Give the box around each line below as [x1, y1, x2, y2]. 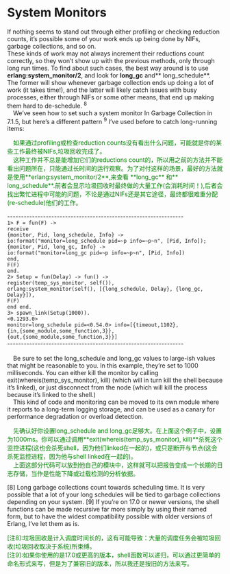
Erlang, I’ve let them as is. [7, 520, 80, 528]
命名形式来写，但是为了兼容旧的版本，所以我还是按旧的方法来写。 [7, 560, 193, 568]
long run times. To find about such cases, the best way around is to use [7, 64, 209, 72]
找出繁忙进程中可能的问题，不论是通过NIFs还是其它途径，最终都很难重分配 [7, 190, 218, 198]
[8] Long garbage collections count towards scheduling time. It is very [7, 483, 205, 492]
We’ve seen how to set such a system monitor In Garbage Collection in [13, 108, 213, 117]
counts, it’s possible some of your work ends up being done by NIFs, [7, 34, 201, 43]
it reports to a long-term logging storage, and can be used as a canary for [7, 405, 216, 414]
